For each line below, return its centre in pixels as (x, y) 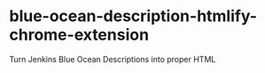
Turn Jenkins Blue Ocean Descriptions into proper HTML (113, 59)
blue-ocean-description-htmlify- (133, 16)
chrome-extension (79, 35)
